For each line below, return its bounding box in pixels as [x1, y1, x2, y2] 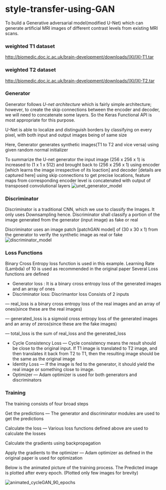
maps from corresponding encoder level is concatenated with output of [5, 177, 151, 183]
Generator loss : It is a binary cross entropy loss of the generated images [12, 281, 162, 287]
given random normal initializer [5, 147, 68, 153]
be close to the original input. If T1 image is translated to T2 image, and [12, 345, 158, 351]
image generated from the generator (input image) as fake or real [5, 217, 138, 223]
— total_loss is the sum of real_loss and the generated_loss [5, 330, 126, 336]
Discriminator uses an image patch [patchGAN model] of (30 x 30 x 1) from [5, 226, 158, 232]
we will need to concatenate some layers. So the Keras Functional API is [5, 111, 152, 117]
